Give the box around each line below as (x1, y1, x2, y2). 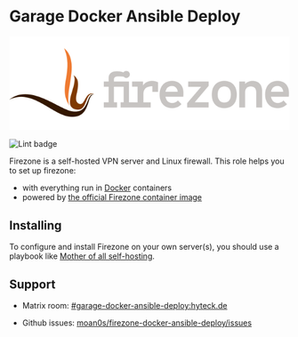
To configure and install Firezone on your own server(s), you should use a (9, 242, 279, 253)
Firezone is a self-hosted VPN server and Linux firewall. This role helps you (9, 156, 285, 166)
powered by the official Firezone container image (21, 192, 203, 203)
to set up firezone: (9, 165, 77, 176)
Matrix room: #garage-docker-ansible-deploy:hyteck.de (21, 301, 229, 311)
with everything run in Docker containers (21, 182, 172, 193)
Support (9, 277, 56, 292)
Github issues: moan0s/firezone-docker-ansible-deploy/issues (21, 317, 252, 328)
